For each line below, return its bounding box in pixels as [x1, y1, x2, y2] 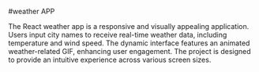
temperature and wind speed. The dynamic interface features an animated [8, 38, 250, 48]
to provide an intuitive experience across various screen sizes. [8, 55, 212, 64]
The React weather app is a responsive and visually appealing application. [8, 22, 250, 31]
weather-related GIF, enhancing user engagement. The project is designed [8, 47, 251, 56]
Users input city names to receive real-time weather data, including [8, 31, 227, 39]
